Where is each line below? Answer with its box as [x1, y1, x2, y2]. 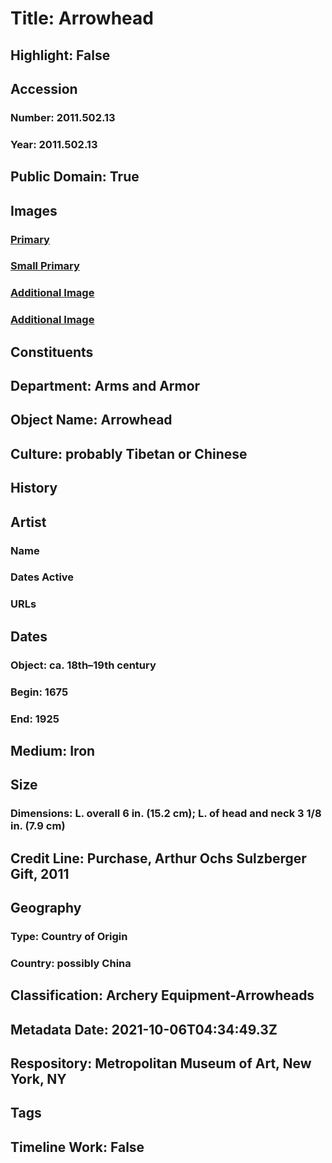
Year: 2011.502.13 [10, 137, 98, 151]
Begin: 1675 [10, 685, 69, 699]
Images [10, 202, 58, 219]
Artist [10, 513, 47, 531]
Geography [10, 900, 82, 917]
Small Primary [10, 259, 80, 273]
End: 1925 [10, 712, 60, 726]
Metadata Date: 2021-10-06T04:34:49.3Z [10, 1021, 278, 1038]
